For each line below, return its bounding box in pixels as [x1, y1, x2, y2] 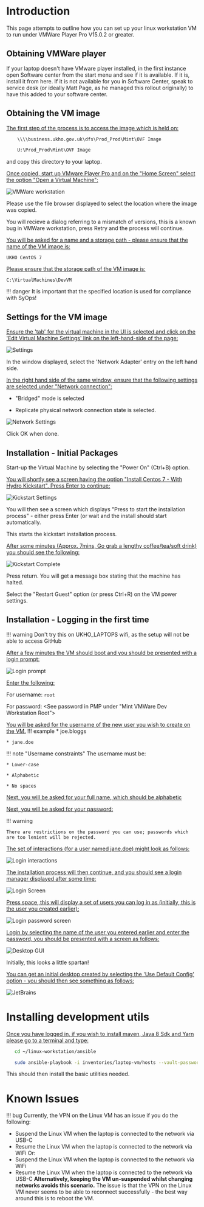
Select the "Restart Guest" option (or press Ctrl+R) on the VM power [6, 590, 177, 598]
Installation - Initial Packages [6, 447, 118, 458]
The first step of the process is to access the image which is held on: [6, 124, 179, 131]
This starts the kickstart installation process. [6, 530, 117, 537]
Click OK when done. [6, 430, 59, 438]
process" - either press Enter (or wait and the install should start [6, 512, 167, 519]
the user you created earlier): [6, 905, 80, 912]
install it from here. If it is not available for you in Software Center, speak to [6, 77, 193, 85]
